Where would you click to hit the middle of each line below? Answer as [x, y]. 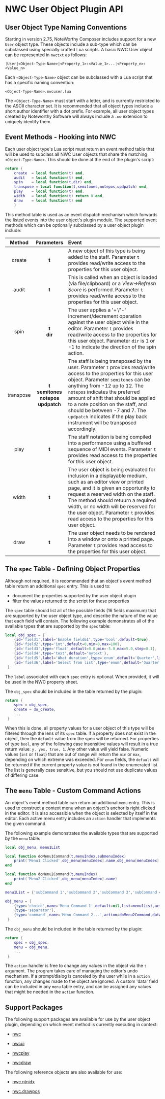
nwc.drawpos [26, 1091]
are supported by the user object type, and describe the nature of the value [82, 616]
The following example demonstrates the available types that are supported [82, 833]
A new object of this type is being [107, 251]
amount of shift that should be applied [112, 398]
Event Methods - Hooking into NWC [61, 137]
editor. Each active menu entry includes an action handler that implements [81, 818]
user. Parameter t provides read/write [112, 367]
